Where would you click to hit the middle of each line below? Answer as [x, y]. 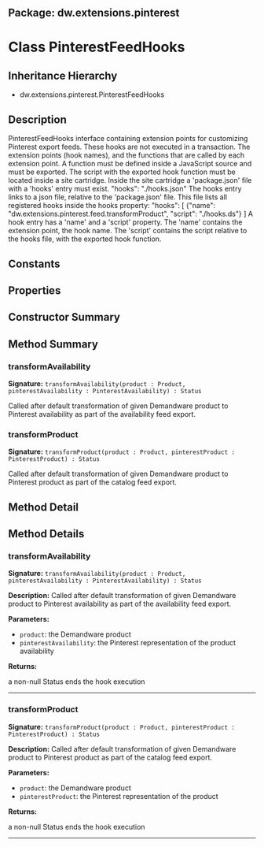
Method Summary [53, 344]
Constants [34, 264]
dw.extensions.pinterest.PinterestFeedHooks [92, 95]
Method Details [46, 534]
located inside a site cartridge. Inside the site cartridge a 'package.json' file [130, 180]
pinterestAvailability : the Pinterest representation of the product [128, 643]
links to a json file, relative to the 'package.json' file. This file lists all [118, 197]
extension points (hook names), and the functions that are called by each [126, 155]
